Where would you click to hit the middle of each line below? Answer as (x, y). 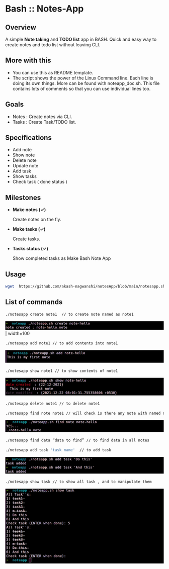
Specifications (28, 138)
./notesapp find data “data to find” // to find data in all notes (77, 440)
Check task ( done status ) (40, 182)
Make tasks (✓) (29, 229)
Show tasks (24, 176)
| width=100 (18, 334)
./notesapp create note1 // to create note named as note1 (70, 314)
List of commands (34, 302)
